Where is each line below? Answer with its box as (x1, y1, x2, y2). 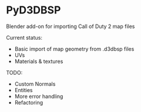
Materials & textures (14, 58, 63, 65)
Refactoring (14, 99, 43, 106)
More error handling (14, 93, 63, 100)
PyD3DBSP (6, 3, 61, 17)
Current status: (6, 34, 43, 41)
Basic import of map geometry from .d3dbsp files (14, 45, 135, 52)
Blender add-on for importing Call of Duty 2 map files (6, 23, 135, 30)
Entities (14, 86, 33, 93)
